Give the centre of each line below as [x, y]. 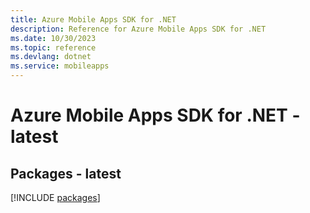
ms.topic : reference [53, 47]
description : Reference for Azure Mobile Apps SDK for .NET [138, 29]
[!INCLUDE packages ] [55, 197]
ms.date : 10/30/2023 [53, 38]
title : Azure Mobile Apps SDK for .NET [93, 19]
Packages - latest [66, 173]
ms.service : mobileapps [60, 66]
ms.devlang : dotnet [51, 57]
